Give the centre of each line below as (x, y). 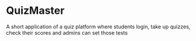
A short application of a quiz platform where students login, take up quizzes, (98, 27)
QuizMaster (35, 11)
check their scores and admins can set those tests (67, 32)
